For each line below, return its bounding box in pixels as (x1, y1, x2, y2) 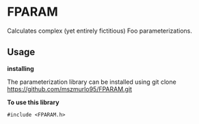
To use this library (7, 98, 59, 106)
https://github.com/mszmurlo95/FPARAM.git (7, 84, 132, 93)
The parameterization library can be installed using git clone (7, 78, 176, 86)
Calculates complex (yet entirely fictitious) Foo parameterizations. (7, 27, 193, 35)
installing (7, 64, 34, 72)
